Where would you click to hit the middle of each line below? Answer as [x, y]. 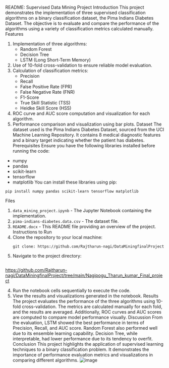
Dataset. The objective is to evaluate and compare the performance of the [82, 23]
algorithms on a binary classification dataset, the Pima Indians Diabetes [79, 18]
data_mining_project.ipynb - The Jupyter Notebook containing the [82, 210]
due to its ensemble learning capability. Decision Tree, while [75, 333]
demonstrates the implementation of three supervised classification [75, 13]
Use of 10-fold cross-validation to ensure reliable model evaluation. [82, 65]
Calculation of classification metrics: [50, 71]
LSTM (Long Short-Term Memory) [55, 60]
